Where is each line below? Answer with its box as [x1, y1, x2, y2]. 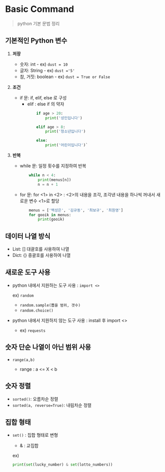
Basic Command [5, 3, 75, 15]
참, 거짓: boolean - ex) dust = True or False [19, 74, 110, 79]
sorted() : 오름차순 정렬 [12, 396, 59, 402]
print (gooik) [37, 217, 65, 222]
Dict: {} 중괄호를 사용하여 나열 [12, 252, 71, 258]
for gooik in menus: [29, 212, 72, 217]
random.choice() [19, 308, 54, 313]
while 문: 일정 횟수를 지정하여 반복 [19, 163, 86, 168]
